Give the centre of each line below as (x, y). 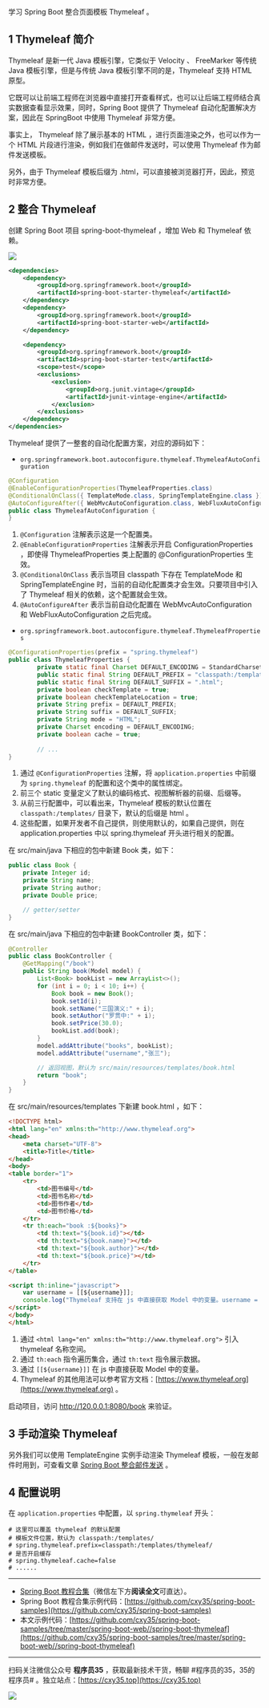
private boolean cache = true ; (89, 734)
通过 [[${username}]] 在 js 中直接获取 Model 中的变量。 (111, 1369)
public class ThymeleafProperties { (69, 660)
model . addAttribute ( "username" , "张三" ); (104, 1053)
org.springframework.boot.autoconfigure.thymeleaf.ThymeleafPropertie (140, 631)
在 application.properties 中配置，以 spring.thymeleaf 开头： (112, 1513)
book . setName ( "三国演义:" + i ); (102, 1008)
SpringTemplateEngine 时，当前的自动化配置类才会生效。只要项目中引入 (139, 585)
